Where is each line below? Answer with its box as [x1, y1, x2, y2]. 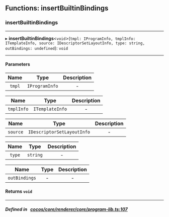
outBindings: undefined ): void [5, 45, 68, 51]
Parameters [5, 61, 30, 67]
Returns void [5, 188, 33, 194]
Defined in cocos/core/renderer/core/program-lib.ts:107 [5, 206, 128, 212]
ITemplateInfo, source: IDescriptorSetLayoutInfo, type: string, [5, 40, 145, 46]
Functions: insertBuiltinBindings [5, 4, 109, 13]
